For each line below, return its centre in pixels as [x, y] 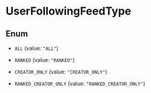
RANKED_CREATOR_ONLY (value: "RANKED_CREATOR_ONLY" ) [80, 84]
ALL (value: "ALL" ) [36, 48]
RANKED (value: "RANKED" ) [45, 60]
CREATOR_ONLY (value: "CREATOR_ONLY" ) [61, 72]
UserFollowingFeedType [69, 11]
